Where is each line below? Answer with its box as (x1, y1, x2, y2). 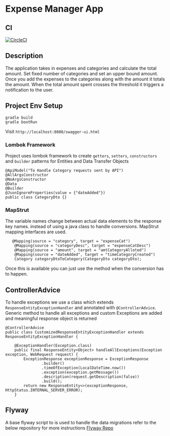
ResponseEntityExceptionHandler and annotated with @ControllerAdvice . (5, 305, 156, 311)
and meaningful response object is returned (5, 315, 97, 321)
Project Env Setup (5, 101, 63, 110)
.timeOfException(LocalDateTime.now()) (41, 365, 126, 371)
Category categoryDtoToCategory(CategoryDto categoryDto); (14, 257, 142, 262)
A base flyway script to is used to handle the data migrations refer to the (5, 419, 156, 425)
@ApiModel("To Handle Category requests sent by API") (5, 168, 124, 173)
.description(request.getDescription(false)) (41, 374, 140, 379)
